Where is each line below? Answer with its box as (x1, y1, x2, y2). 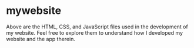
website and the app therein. (6, 35, 75, 42)
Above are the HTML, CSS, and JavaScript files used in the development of (6, 23, 188, 30)
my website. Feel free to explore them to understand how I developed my (6, 29, 183, 36)
